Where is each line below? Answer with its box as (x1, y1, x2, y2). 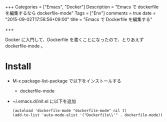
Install (5, 61, 31, 72)
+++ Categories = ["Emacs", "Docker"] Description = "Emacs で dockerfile (5, 4, 159, 9)
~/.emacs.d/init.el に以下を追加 (12, 98, 76, 104)
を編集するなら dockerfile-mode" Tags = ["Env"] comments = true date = (5, 10, 156, 16)
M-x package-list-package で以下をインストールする (12, 77, 121, 83)
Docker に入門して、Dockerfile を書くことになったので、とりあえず (5, 36, 144, 42)
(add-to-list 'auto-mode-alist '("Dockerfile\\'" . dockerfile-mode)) (12, 112, 163, 117)
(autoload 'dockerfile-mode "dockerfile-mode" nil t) (12, 108, 127, 113)
